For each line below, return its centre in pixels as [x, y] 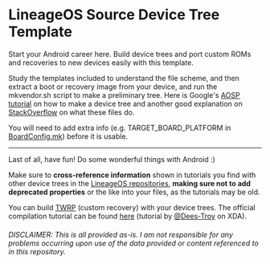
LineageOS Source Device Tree [114, 15]
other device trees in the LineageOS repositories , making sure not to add [130, 183]
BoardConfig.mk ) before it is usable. [68, 136]
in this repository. [37, 251]
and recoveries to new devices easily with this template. [101, 63]
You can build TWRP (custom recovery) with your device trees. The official [132, 207]
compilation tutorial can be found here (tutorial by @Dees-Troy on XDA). [128, 216]
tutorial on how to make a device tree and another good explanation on [125, 104]
